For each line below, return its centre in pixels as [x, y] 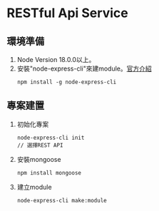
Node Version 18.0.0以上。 [56, 60]
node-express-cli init [51, 138]
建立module [34, 187]
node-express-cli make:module [62, 200]
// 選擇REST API [40, 145]
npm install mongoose [49, 173]
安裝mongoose [39, 159]
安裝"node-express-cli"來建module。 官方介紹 [84, 68]
